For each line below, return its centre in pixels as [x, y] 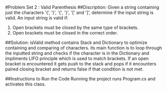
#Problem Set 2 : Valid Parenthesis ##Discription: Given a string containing [82, 7]
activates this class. [25, 84]
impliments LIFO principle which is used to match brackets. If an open [77, 58]
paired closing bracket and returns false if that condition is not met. [74, 69]
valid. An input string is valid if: [37, 18]
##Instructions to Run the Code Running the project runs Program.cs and [80, 79]
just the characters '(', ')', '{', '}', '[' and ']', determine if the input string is [79, 12]
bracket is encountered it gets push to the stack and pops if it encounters [81, 64]
